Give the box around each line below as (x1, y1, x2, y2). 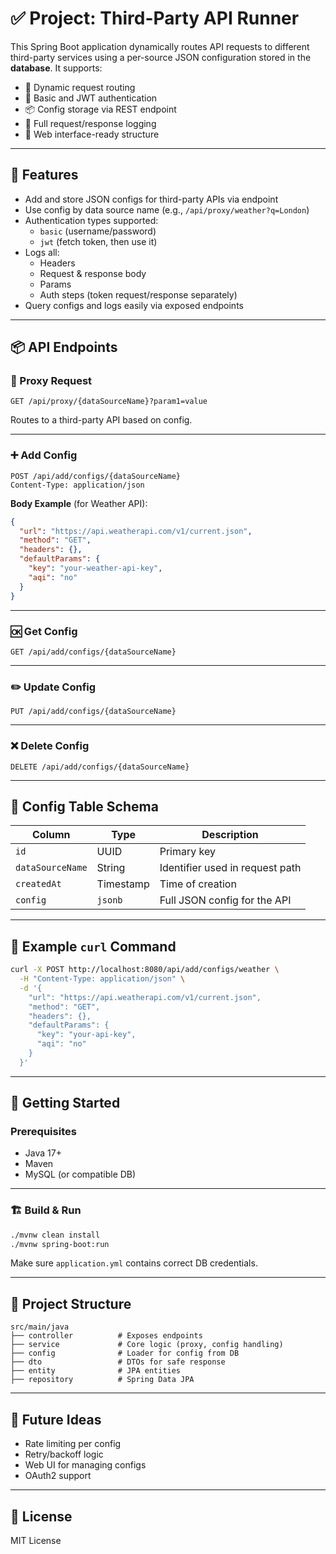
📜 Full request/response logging (24, 117, 157, 129)
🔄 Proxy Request (10, 374, 93, 388)
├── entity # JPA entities (10, 1366, 182, 1376)
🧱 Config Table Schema (10, 798, 159, 815)
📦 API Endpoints (10, 339, 118, 356)
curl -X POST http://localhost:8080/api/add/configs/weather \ (10, 965, 280, 975)
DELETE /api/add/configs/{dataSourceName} (10, 762, 190, 772)
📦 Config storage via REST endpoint (24, 103, 177, 115)
